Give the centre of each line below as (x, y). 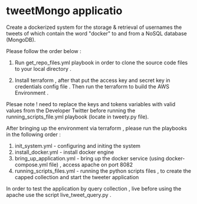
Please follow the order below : (44, 51)
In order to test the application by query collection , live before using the (94, 188)
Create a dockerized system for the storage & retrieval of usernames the (94, 27)
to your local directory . (43, 68)
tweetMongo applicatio (64, 11)
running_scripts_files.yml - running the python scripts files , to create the (103, 171)
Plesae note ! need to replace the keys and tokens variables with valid (91, 104)
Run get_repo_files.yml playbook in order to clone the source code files (101, 62)
